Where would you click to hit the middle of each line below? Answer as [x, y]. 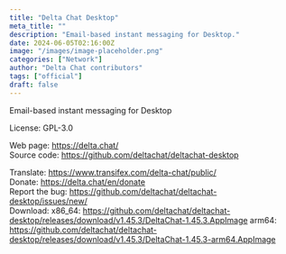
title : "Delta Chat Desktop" [64, 18]
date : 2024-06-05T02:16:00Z [62, 43]
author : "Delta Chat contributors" [76, 68]
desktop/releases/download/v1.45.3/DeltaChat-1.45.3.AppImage [129, 220]
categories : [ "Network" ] [56, 59]
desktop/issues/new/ [48, 201]
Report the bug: [38, 191]
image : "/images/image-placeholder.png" [87, 51]
